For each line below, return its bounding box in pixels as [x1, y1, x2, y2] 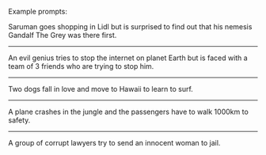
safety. [8, 115, 31, 125]
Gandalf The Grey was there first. [8, 31, 117, 40]
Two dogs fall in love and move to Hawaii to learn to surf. [8, 85, 194, 93]
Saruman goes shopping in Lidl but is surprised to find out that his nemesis [8, 22, 253, 31]
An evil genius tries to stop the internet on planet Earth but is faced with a [8, 53, 248, 62]
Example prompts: [8, 7, 67, 16]
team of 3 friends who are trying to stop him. [8, 62, 154, 70]
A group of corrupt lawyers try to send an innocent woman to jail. [8, 138, 221, 147]
